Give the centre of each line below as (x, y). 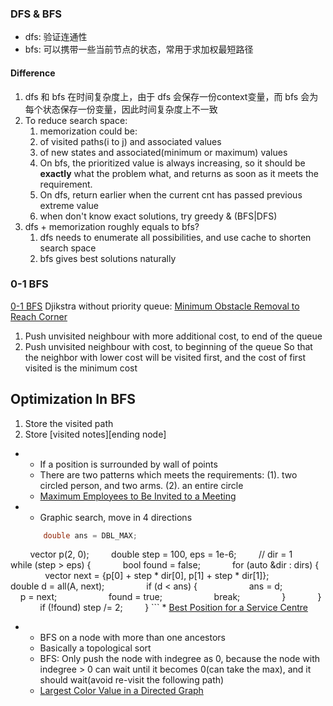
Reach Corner (39, 316)
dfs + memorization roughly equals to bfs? (112, 226)
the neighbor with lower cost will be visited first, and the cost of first (165, 357)
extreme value (69, 205)
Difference (33, 73)
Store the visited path (69, 423)
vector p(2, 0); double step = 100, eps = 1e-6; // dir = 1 (161, 554)
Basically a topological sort (95, 648)
